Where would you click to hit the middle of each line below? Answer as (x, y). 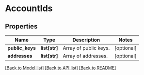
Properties (21, 26)
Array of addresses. (85, 56)
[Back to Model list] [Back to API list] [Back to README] (61, 68)
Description (86, 40)
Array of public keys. (86, 48)
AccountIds (29, 8)
